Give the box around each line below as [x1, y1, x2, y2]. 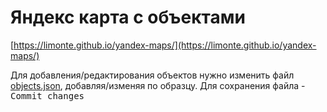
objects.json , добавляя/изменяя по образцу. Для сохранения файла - [10, 79, 306, 91]
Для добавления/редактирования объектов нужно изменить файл [10, 69, 295, 81]
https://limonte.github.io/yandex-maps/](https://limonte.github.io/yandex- [13, 39, 317, 51]
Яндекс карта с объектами [10, 6, 246, 29]
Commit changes [10, 90, 85, 101]
